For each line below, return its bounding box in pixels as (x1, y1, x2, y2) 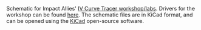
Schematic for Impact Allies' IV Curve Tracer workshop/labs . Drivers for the (6, 5, 196, 12)
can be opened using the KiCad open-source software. (6, 18, 145, 24)
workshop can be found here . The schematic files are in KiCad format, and (6, 11, 193, 18)
